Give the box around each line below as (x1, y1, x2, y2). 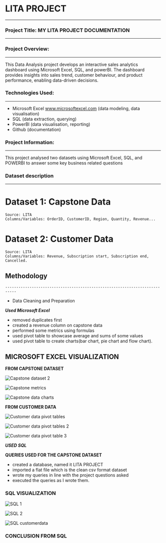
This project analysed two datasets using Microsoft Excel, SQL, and (5, 155, 142, 161)
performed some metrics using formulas (12, 327, 95, 333)
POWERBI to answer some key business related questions (5, 160, 123, 166)
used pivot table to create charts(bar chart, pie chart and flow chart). (12, 338, 153, 344)
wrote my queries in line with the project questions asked (12, 472, 129, 478)
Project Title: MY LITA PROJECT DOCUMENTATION (5, 27, 130, 34)
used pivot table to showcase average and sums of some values (12, 333, 143, 339)
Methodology (5, 271, 48, 280)
